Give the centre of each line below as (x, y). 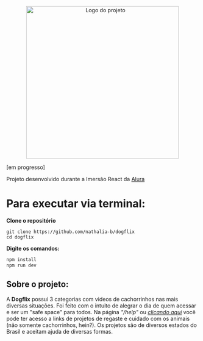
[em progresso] (26, 167)
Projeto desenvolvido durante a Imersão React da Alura (76, 179)
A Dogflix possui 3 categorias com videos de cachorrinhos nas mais (92, 299)
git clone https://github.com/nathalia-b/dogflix (71, 232)
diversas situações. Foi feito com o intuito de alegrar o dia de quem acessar (101, 306)
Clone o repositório (31, 220)
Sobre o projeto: (37, 285)
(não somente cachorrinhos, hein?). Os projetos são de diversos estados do (101, 325)
